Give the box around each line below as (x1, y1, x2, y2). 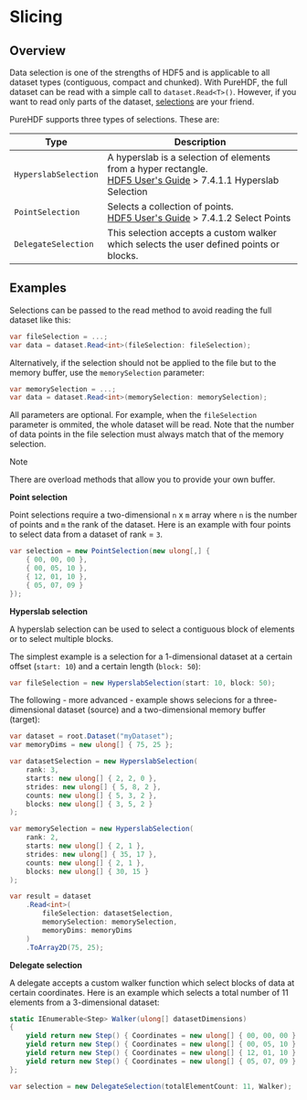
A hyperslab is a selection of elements (107, 151, 271, 164)
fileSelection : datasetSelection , (42, 909, 174, 918)
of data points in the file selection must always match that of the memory (9, 429, 285, 440)
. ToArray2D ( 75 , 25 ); (26, 943, 104, 952)
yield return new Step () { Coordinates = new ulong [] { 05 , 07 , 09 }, (26, 1056, 301, 1066)
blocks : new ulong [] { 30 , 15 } (26, 867, 149, 876)
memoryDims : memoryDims (42, 925, 132, 934)
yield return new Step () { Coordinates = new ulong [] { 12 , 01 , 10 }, (26, 1049, 301, 1058)
